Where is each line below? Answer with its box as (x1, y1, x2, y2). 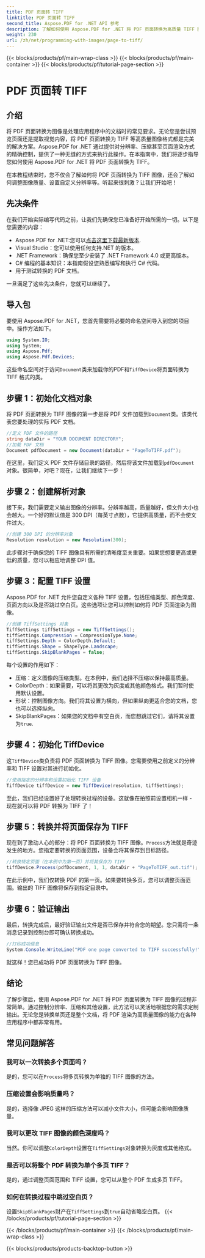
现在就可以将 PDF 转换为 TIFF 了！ (6, 802, 93, 809)
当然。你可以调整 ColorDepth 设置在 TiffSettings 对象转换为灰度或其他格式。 (6, 1144, 195, 1152)
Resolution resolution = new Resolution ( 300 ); (6, 537, 127, 543)
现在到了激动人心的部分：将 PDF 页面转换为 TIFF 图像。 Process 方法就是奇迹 (6, 839, 198, 846)
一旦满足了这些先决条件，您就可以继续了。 (6, 279, 113, 287)
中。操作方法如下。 (6, 325, 55, 332)
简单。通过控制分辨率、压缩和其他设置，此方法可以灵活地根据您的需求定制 (11, 1003, 199, 1010)
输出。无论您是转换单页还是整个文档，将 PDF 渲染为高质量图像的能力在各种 (6, 1010, 196, 1018)
